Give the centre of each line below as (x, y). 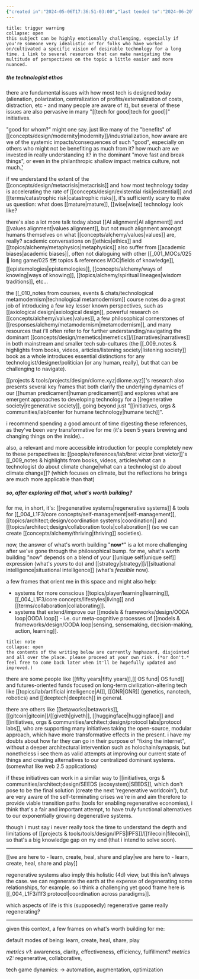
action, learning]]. (36, 630)
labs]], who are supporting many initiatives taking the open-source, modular (99, 728)
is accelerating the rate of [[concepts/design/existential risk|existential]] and (99, 192)
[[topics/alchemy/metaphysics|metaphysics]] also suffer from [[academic (96, 247)
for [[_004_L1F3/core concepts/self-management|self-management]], (91, 514)
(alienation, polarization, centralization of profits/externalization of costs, (95, 99)
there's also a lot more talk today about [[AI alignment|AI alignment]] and (95, 222)
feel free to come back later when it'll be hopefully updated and (91, 663)
